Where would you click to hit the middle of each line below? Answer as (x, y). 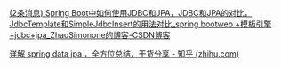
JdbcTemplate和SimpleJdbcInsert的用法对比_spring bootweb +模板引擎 (140, 24)
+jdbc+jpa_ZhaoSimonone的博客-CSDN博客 (90, 35)
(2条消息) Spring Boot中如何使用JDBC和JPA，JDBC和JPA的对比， (131, 13)
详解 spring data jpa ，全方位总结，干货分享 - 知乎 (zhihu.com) (124, 54)
